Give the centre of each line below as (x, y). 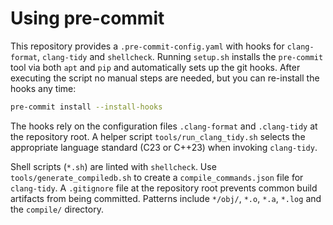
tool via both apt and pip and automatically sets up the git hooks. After (155, 67)
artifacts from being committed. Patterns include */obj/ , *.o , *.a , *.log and (166, 198)
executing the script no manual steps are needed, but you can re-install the (165, 78)
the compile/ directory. (57, 209)
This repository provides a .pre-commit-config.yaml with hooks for (147, 46)
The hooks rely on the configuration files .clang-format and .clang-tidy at (164, 126)
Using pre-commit (87, 18)
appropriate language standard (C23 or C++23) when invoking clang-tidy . (164, 147)
